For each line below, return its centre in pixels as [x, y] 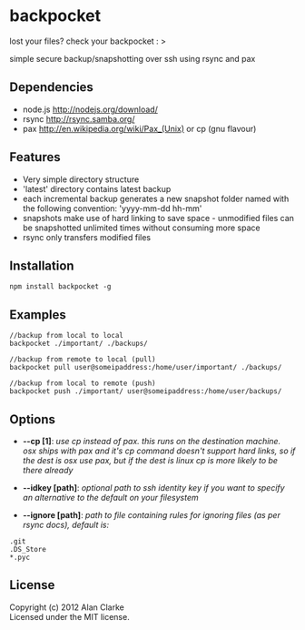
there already [48, 470]
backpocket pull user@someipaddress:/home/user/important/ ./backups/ [146, 368]
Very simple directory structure [81, 179]
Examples [38, 315]
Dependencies [51, 87]
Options [33, 419]
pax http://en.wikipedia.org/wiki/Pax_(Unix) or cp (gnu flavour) [139, 128]
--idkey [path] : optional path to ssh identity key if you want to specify [153, 488]
